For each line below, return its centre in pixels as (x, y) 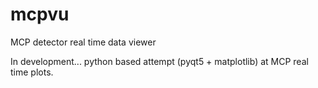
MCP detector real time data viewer (83, 42)
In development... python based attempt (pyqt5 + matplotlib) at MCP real (159, 61)
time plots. (32, 72)
